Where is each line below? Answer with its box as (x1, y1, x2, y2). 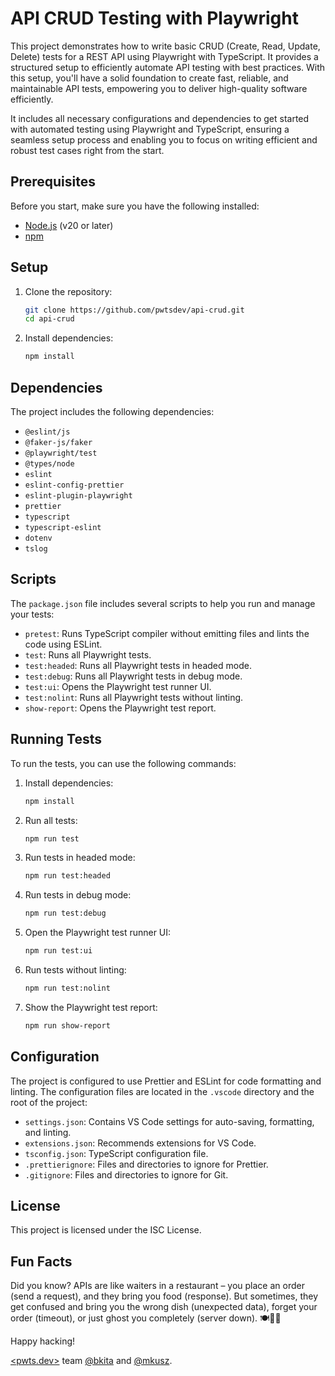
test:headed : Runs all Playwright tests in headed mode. (24, 659, 252, 671)
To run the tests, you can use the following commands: (10, 757, 237, 769)
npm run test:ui (24, 946, 93, 956)
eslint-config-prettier (24, 480, 125, 490)
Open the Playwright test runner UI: (24, 927, 172, 939)
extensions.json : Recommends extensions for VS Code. (24, 1137, 257, 1149)
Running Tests (10, 731, 102, 748)
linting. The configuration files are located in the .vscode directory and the (10, 1085, 315, 1097)
